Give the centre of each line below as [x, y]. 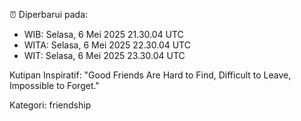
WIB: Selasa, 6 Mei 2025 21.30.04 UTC [103, 34]
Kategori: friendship [50, 105]
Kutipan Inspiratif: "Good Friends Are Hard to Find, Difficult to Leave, [150, 75]
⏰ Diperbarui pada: [49, 14]
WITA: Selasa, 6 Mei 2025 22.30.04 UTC [107, 45]
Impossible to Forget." [54, 85]
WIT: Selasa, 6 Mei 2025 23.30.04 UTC [104, 55]
